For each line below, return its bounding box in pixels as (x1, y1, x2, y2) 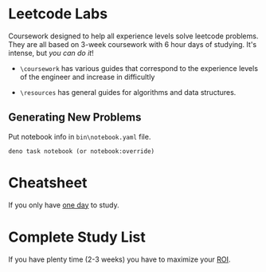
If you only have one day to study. (8, 200, 119, 210)
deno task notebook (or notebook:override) (8, 147, 155, 156)
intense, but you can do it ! (8, 48, 94, 57)
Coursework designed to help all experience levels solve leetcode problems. (8, 31, 259, 41)
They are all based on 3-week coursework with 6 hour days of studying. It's (8, 39, 257, 49)
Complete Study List (8, 228, 146, 246)
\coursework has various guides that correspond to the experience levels (19, 63, 259, 73)
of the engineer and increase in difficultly (19, 72, 155, 81)
